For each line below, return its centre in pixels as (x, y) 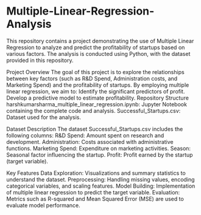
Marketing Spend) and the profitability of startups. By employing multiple (98, 85)
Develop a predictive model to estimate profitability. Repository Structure (97, 98)
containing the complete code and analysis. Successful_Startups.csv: (93, 111)
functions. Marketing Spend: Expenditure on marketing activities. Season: (98, 148)
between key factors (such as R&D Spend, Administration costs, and (92, 78)
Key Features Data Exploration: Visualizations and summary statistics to (96, 173)
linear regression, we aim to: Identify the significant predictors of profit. (96, 91)
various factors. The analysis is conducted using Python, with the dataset (98, 53)
